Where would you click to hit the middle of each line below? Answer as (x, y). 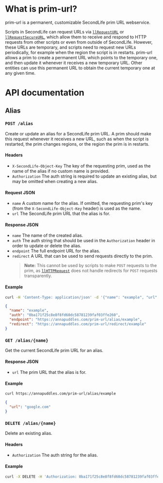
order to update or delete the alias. (47, 246)
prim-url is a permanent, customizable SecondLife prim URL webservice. (78, 22)
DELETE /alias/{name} (31, 423)
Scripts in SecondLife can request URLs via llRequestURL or (65, 32)
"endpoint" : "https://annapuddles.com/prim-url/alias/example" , (76, 320)
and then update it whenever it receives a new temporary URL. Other (74, 63)
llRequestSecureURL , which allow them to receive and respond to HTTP (76, 37)
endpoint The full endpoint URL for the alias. (56, 251)
